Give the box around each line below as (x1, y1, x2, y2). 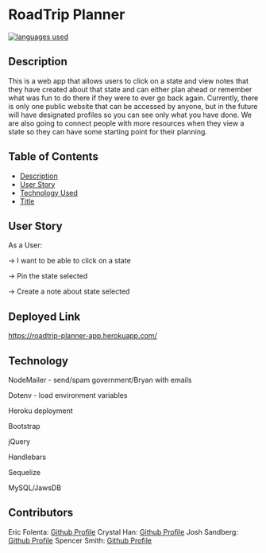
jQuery (8, 437, 30, 446)
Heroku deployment (8, 406, 73, 415)
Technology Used (19, 188, 78, 197)
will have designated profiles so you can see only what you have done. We (8, 110, 253, 119)
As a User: (8, 240, 43, 250)
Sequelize (8, 468, 41, 477)
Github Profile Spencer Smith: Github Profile (8, 535, 152, 545)
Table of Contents (8, 150, 99, 164)
